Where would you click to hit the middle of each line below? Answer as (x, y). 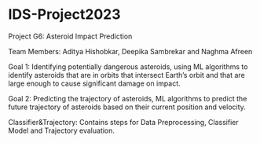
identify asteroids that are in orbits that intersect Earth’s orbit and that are (126, 75)
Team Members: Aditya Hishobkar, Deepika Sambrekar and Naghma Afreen (130, 51)
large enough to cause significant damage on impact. (94, 83)
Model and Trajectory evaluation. (62, 130)
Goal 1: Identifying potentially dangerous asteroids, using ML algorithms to (128, 66)
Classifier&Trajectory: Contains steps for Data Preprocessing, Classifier (123, 122)
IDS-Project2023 (64, 15)
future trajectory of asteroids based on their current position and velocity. (127, 107)
